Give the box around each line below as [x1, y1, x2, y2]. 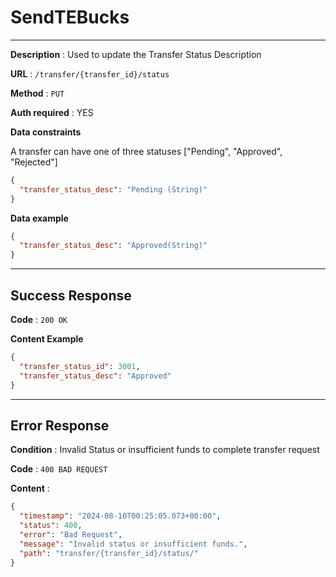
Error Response [10, 417, 110, 434]
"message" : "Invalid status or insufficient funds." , [19, 539, 248, 549]
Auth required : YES [10, 106, 94, 118]
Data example [10, 212, 69, 224]
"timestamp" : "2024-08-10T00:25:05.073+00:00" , [19, 511, 222, 521]
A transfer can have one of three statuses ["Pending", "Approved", [10, 145, 283, 157]
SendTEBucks [10, 6, 130, 29]
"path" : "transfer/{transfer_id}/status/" [19, 548, 199, 558]
